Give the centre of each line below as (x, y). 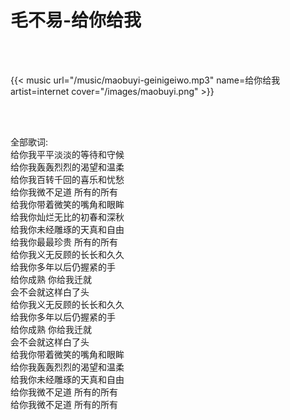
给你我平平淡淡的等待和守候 (67, 154)
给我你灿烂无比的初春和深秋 (67, 217)
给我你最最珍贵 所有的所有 (64, 242)
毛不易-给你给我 (76, 20)
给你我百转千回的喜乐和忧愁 (67, 179)
